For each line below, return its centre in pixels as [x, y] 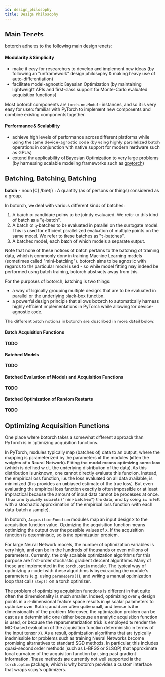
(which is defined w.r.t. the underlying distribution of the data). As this [76, 468]
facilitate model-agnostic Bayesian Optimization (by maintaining [77, 84]
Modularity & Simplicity [30, 57]
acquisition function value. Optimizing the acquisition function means [75, 525]
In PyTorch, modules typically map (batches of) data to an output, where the [82, 452]
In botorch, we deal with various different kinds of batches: [65, 205]
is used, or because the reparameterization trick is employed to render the [81, 622]
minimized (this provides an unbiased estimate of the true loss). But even [79, 484]
